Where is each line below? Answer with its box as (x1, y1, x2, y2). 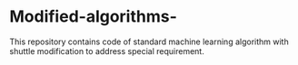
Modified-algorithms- (9, 6, 177, 27)
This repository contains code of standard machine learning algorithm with (9, 36, 289, 47)
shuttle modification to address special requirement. (9, 45, 204, 56)
